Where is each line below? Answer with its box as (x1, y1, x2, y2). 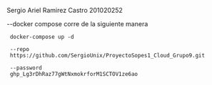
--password (9, 64, 42, 72)
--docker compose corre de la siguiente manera (6, 20, 148, 28)
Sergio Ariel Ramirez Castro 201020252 (6, 6, 123, 14)
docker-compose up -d (9, 33, 74, 40)
